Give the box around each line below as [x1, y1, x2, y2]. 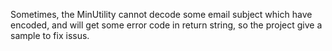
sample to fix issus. [10, 30, 90, 41]
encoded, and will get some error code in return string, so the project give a [10, 19, 323, 31]
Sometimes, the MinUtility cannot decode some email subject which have [10, 9, 313, 20]
